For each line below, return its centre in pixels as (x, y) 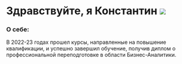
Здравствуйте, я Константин (82, 11)
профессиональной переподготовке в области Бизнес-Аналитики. (91, 55)
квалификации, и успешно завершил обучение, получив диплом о (91, 49)
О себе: (18, 30)
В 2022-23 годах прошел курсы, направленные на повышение (86, 42)
